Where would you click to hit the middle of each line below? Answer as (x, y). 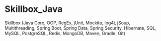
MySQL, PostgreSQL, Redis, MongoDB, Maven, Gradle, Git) (65, 33)
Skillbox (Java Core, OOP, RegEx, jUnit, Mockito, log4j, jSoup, (67, 23)
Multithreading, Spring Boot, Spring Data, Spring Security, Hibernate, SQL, (81, 28)
